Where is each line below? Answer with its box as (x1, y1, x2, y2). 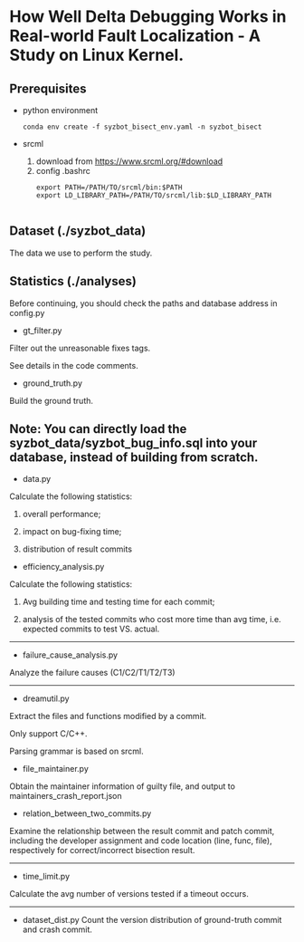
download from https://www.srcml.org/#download (35, 156, 223, 167)
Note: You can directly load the (9, 421, 187, 437)
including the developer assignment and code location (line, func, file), (9, 835, 273, 846)
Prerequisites (9, 81, 87, 96)
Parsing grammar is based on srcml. (9, 745, 145, 757)
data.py (22, 474, 52, 485)
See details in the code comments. (9, 360, 138, 370)
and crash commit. (22, 924, 93, 935)
